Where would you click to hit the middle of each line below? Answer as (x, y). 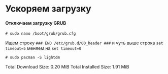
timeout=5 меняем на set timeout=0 (43, 48)
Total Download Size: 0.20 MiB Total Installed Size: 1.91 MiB (67, 67)
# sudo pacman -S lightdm (32, 58)
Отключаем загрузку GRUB (36, 23)
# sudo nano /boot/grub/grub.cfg (41, 34)
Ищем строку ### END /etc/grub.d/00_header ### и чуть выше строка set (84, 43)
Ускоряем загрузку (48, 9)
